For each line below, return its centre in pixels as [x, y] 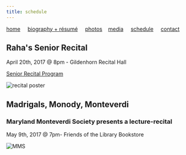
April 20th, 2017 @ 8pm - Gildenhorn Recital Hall [66, 62]
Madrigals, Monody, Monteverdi [68, 104]
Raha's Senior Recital [47, 48]
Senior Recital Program [35, 74]
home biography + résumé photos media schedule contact [93, 29]
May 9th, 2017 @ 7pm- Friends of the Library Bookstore [75, 135]
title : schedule [26, 12]
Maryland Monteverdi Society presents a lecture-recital [89, 121]
